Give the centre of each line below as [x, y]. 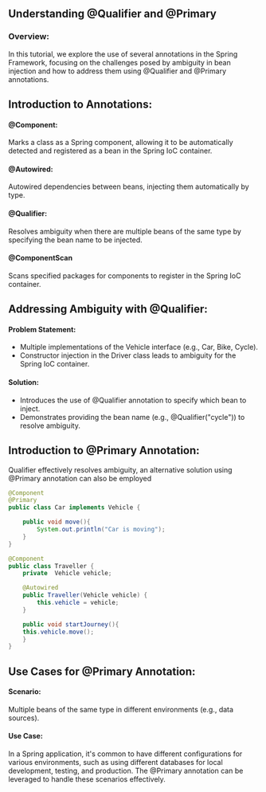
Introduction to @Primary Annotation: [104, 451]
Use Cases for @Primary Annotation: [102, 671]
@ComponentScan [41, 258]
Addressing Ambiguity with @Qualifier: [108, 310]
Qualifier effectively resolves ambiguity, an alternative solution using [120, 469]
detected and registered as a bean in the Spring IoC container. [110, 151]
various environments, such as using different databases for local [115, 763]
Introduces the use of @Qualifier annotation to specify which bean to [133, 400]
